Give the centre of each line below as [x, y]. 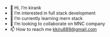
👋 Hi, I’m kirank [26, 8]
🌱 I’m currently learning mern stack [46, 18]
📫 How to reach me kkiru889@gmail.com [53, 29]
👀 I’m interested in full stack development [53, 13]
